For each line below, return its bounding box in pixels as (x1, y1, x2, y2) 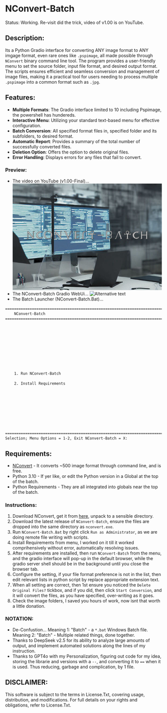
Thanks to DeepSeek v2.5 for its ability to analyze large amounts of (12, 637, 150, 643)
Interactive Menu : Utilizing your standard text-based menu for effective (12, 117, 160, 123)
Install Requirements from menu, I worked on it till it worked (12, 539, 134, 546)
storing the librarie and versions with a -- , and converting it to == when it (12, 658, 161, 664)
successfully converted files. (12, 143, 72, 149)
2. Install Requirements (14, 381, 66, 386)
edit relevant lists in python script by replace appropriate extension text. (12, 576, 160, 582)
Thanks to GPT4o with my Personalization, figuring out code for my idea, (12, 653, 162, 659)
